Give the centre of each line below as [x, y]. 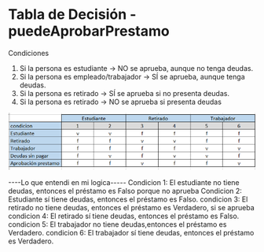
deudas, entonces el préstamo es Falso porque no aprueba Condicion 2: [125, 191]
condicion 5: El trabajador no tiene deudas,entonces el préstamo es [117, 224]
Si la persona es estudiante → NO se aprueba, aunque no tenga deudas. [136, 68]
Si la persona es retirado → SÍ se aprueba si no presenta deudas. [125, 93]
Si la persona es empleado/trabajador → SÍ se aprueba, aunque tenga [132, 76]
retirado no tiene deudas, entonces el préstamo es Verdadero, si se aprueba [132, 208]
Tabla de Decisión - [72, 15]
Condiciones [29, 53]
